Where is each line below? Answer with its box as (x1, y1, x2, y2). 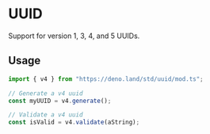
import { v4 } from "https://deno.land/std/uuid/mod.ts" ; (8, 75, 204, 83)
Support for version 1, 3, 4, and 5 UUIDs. (8, 31, 140, 40)
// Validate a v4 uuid (8, 111, 83, 119)
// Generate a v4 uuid (8, 89, 83, 98)
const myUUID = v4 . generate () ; (8, 97, 112, 105)
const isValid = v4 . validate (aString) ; (8, 118, 140, 127)
